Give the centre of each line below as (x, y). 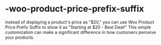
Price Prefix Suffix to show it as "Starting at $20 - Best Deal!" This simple (78, 27)
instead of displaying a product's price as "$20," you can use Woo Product (80, 22)
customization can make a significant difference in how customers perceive (80, 32)
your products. (20, 37)
